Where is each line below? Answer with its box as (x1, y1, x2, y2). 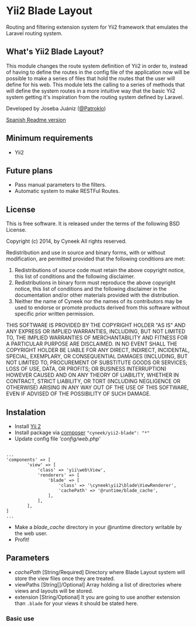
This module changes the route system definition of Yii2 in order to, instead (6, 62, 188, 69)
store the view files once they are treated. (14, 575, 115, 582)
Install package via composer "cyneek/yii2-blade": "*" (14, 429, 150, 436)
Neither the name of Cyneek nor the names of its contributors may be (14, 298, 183, 305)
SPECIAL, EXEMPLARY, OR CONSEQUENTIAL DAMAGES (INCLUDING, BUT (6, 353, 188, 360)
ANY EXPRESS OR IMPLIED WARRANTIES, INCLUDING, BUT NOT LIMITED (6, 328, 185, 335)
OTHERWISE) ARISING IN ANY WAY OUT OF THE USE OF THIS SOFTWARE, (6, 384, 189, 391)
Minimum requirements (6, 133, 94, 143)
